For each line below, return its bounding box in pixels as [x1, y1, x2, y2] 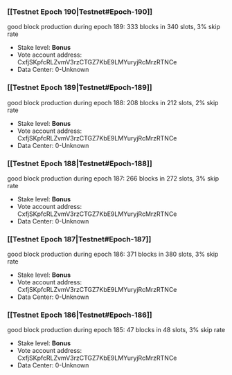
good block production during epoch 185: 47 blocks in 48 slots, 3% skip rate [7, 326, 226, 334]
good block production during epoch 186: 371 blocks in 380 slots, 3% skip [7, 250, 219, 259]
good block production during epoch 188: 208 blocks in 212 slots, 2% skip [7, 98, 219, 107]
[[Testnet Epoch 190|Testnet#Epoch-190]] [7, 7, 153, 17]
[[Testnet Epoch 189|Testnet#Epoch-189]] [7, 83, 152, 93]
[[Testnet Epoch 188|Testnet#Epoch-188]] [7, 158, 152, 168]
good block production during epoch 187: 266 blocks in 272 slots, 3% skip [7, 174, 220, 183]
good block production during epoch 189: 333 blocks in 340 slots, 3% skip [7, 23, 220, 31]
